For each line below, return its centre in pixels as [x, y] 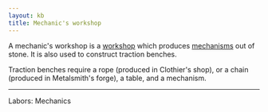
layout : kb [26, 15]
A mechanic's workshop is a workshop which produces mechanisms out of [132, 45]
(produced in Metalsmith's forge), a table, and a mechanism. [107, 78]
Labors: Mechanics [40, 101]
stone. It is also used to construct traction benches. [93, 54]
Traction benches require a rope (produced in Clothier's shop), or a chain [128, 69]
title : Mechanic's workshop [55, 23]
